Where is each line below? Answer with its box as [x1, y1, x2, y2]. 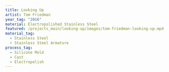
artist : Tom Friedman [5, 12, 51, 17]
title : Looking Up [5, 7, 44, 13]
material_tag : [5, 31, 35, 36]
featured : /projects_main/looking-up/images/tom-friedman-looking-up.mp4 [5, 26, 164, 31]
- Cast [10, 54, 24, 60]
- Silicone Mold [10, 50, 44, 55]
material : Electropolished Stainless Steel [5, 21, 99, 27]
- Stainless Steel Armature [10, 41, 69, 46]
